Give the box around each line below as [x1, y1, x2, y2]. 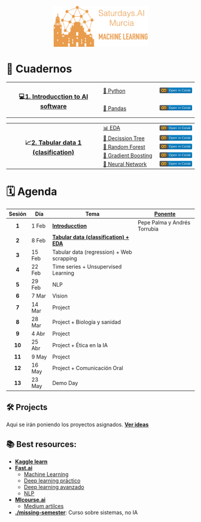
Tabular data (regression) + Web [52, 248, 133, 256]
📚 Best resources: [6, 439, 77, 449]
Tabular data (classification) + [52, 233, 130, 241]
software [39, 102, 67, 110]
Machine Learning [23, 471, 69, 478]
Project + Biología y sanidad [52, 318, 121, 326]
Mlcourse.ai [14, 496, 46, 503]
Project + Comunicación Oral [52, 365, 124, 372]
